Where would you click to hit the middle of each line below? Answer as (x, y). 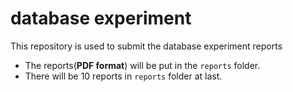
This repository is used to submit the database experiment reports (146, 46)
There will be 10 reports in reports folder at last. (123, 76)
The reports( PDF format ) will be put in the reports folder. (142, 65)
